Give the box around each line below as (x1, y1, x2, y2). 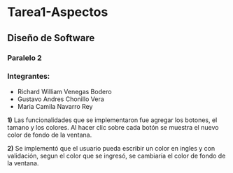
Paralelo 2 (7, 53, 42, 63)
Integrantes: (7, 71, 50, 81)
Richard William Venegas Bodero (17, 87, 112, 96)
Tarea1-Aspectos (7, 4, 108, 20)
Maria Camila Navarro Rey (17, 102, 93, 110)
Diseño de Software (7, 32, 95, 44)
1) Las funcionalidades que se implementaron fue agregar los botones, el (7, 116, 218, 124)
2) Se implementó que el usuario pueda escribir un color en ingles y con (7, 144, 216, 152)
